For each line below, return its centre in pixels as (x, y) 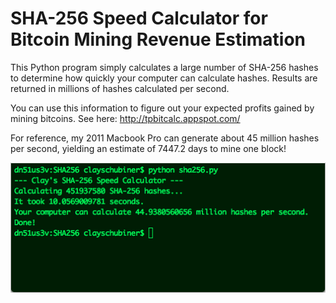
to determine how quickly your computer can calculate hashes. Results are (164, 78)
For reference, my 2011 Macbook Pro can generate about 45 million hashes (165, 138)
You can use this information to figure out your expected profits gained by (162, 108)
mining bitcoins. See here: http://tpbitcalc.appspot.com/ (125, 118)
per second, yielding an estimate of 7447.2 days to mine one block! (148, 148)
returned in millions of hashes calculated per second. (120, 88)
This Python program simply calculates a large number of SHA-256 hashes (164, 67)
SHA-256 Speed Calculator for (139, 18)
